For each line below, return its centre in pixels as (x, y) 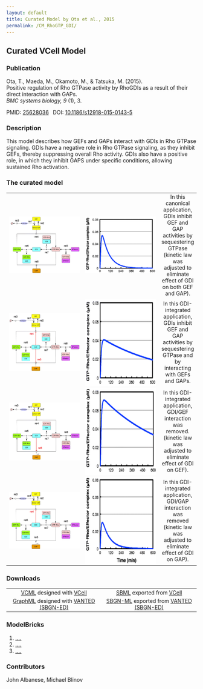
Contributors (26, 667)
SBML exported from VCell (149, 592)
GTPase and (178, 355)
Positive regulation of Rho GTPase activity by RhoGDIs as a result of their (97, 88)
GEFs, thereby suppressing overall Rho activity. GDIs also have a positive (97, 154)
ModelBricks (25, 625)
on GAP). (178, 559)
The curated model (35, 183)
